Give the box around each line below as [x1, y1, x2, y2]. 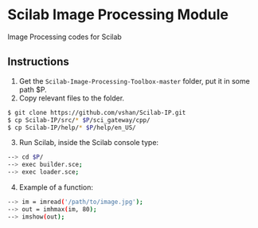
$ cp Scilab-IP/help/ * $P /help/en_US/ [7, 124, 136, 132]
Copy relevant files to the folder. [18, 93, 125, 103]
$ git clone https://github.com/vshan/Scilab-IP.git [7, 108, 186, 116]
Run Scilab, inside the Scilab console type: [18, 138, 159, 147]
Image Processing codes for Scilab [7, 32, 123, 41]
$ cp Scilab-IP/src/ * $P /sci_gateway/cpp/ [7, 116, 150, 124]
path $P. [18, 85, 47, 94]
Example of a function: [18, 183, 93, 192]
